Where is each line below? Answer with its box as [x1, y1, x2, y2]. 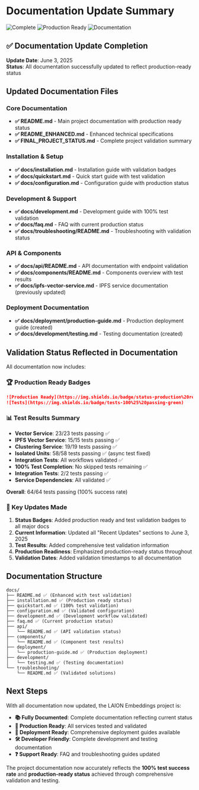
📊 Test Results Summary [6, 414, 80, 422]
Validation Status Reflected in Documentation [6, 348, 178, 358]
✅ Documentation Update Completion [6, 41, 148, 51]
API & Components [6, 249, 62, 257]
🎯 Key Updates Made [6, 503, 68, 511]
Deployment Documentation [6, 303, 89, 312]
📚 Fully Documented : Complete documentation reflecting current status [14, 714, 192, 721]
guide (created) [14, 324, 53, 331]
